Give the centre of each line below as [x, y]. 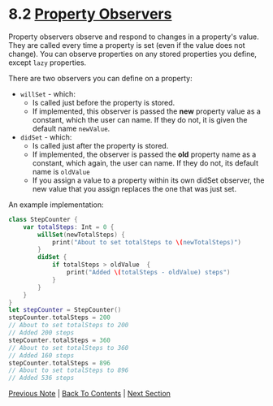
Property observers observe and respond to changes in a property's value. [134, 37]
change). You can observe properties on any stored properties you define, [133, 54]
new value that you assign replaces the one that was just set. [134, 188]
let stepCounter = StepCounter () [65, 310]
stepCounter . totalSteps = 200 [60, 317]
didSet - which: [46, 137]
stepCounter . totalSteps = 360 [60, 340]
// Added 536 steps [41, 378]
